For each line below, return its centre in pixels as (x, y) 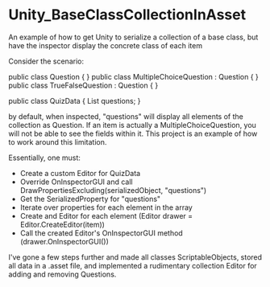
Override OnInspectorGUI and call (76, 182)
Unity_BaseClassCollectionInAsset (127, 15)
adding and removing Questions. (62, 274)
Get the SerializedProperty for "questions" (90, 199)
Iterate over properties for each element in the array (106, 207)
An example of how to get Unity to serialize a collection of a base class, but (133, 37)
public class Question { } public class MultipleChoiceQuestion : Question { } (134, 76)
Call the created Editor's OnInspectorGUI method (101, 233)
